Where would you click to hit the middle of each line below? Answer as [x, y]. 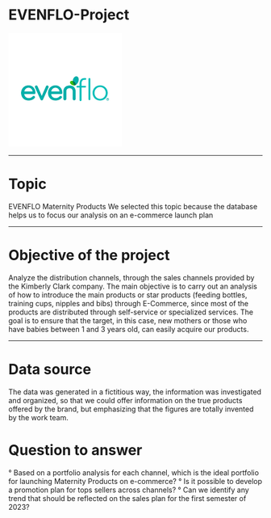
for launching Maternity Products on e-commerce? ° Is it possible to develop [135, 481]
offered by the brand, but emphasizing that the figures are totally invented [131, 409]
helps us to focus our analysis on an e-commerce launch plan [111, 215]
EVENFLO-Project [69, 15]
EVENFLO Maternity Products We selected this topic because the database [133, 206]
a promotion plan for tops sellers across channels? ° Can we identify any [129, 490]
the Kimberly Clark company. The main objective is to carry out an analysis [133, 286]
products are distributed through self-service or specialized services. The [131, 312]
